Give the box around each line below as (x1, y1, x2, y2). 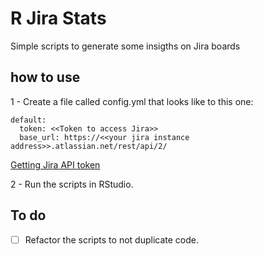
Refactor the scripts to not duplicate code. (24, 233, 199, 246)
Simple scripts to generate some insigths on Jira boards (10, 40, 241, 52)
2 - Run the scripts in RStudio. (10, 178, 134, 190)
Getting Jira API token (10, 158, 101, 171)
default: (10, 115, 47, 125)
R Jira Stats (10, 7, 107, 30)
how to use (10, 69, 81, 86)
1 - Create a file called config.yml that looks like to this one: (10, 95, 254, 107)
